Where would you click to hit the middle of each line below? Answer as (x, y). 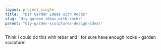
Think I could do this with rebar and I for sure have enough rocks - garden (80, 37)
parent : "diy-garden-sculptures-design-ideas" (54, 23)
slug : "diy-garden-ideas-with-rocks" (44, 19)
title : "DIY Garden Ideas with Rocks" (46, 14)
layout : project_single (30, 10)
